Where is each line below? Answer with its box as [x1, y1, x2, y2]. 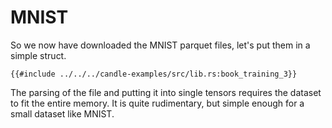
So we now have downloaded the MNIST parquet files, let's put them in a [10, 39, 311, 51]
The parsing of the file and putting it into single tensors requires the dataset [10, 86, 322, 98]
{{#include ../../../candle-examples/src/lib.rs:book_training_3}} [10, 69, 298, 79]
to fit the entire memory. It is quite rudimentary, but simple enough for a [10, 97, 305, 109]
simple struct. [10, 49, 67, 61]
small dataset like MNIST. [10, 107, 115, 120]
